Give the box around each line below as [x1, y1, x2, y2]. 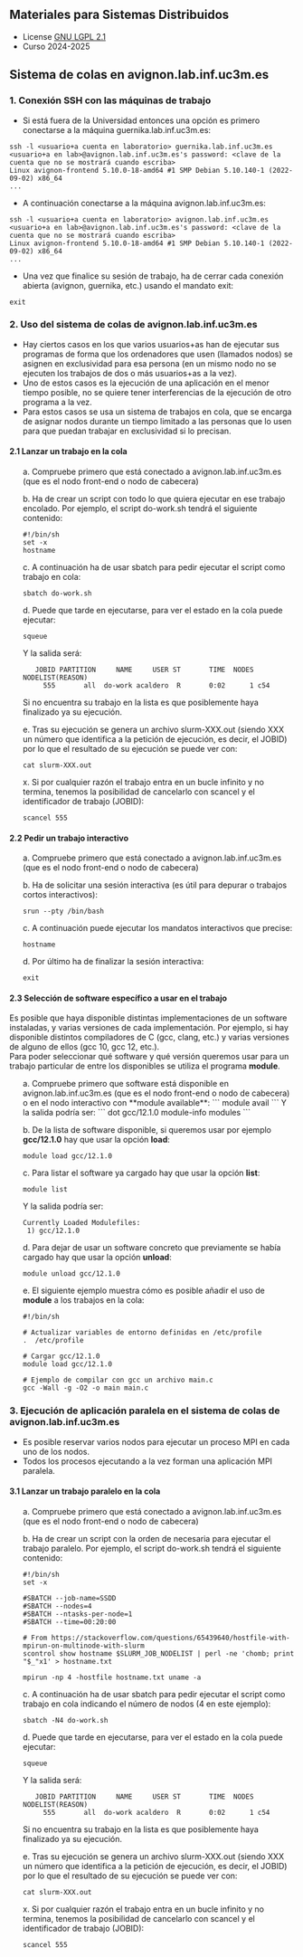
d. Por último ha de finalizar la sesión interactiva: [22, 956, 204, 967]
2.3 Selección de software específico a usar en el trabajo [9, 993, 228, 1003]
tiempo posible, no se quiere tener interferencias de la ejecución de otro [22, 386, 292, 397]
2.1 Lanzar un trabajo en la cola [9, 446, 128, 457]
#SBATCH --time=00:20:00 [22, 1617, 117, 1627]
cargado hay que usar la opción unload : [22, 1252, 172, 1263]
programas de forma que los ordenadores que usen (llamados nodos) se [22, 348, 293, 359]
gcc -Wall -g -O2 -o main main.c [22, 1383, 149, 1392]
